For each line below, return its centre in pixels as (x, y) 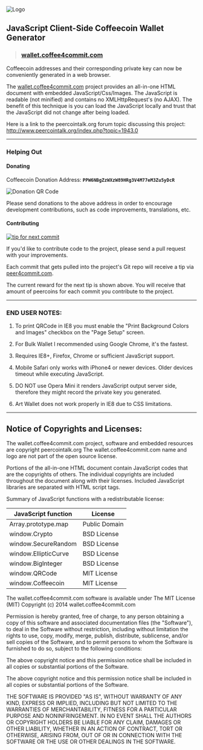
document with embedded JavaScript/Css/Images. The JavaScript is (92, 93)
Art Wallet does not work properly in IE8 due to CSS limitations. (93, 404)
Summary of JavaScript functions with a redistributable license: (85, 499)
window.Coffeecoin (37, 583)
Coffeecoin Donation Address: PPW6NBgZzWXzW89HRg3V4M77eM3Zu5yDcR (91, 179)
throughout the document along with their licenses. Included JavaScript (95, 481)
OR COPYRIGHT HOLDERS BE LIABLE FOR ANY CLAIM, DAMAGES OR (94, 722)
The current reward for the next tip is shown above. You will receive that (96, 285)
